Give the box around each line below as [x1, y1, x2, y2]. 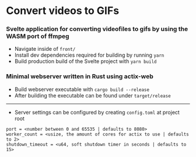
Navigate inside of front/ [14, 46, 76, 53]
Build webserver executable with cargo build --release [14, 86, 150, 93]
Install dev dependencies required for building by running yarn [14, 51, 164, 59]
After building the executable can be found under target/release [14, 92, 171, 99]
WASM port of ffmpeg [6, 32, 69, 40]
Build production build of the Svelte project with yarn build [14, 58, 157, 65]
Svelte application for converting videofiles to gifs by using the [6, 25, 188, 33]
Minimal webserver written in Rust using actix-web [6, 72, 153, 81]
